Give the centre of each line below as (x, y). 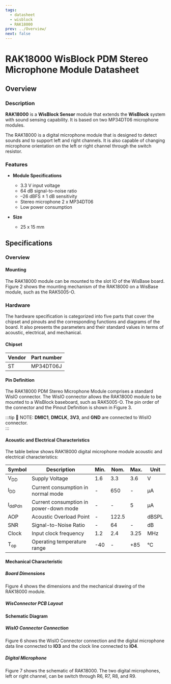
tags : (11, 10)
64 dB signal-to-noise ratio (49, 191)
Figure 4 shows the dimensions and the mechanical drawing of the (75, 586)
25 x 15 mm (32, 227)
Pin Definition (20, 380)
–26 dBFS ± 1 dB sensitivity (49, 197)
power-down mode (55, 508)
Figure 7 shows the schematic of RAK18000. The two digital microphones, (83, 671)
